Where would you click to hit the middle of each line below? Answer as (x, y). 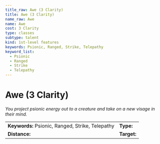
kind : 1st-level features (32, 42)
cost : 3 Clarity (22, 28)
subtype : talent (22, 38)
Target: (128, 134)
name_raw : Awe (20, 19)
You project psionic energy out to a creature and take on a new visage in (80, 108)
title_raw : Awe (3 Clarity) (34, 10)
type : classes (20, 33)
